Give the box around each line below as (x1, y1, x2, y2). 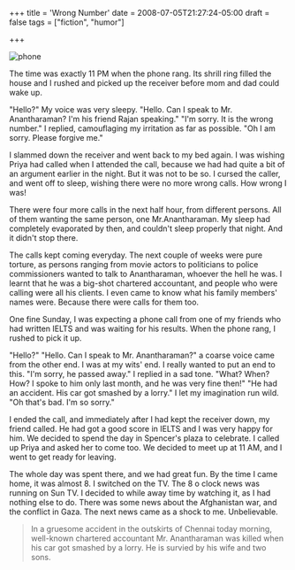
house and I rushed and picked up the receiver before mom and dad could (9, 78, 280, 88)
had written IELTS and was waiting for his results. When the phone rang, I (9, 323, 276, 334)
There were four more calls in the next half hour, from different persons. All (9, 204, 282, 215)
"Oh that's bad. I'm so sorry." (9, 397, 115, 407)
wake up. (9, 88, 42, 97)
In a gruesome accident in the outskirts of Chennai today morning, (30, 524, 272, 534)
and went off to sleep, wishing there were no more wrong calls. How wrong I (9, 178, 287, 189)
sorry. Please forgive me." (9, 133, 103, 142)
